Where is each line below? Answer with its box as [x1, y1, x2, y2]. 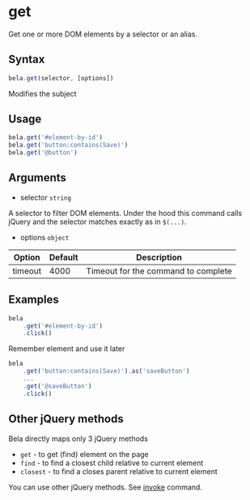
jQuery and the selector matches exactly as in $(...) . [8, 217, 187, 227]
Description [136, 252, 182, 263]
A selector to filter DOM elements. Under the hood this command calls [8, 208, 243, 218]
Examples [8, 293, 59, 307]
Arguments [8, 171, 67, 184]
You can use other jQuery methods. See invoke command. [8, 482, 202, 492]
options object [19, 232, 70, 242]
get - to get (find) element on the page [19, 449, 150, 459]
